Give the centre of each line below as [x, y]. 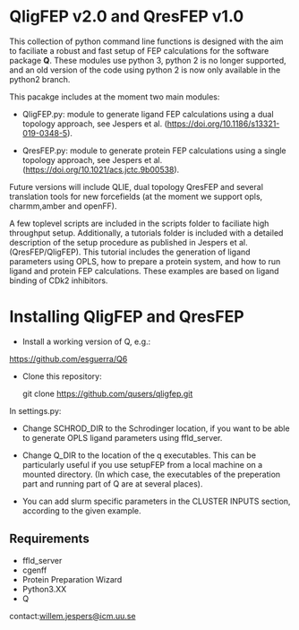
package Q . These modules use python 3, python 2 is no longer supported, [148, 60]
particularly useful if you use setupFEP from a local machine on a [142, 464]
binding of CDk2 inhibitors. [59, 280]
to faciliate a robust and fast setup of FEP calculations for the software [139, 50]
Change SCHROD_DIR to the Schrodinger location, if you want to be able [156, 428]
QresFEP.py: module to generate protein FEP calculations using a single [154, 151]
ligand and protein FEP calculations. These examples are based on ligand [144, 271]
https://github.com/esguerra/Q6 [68, 358]
